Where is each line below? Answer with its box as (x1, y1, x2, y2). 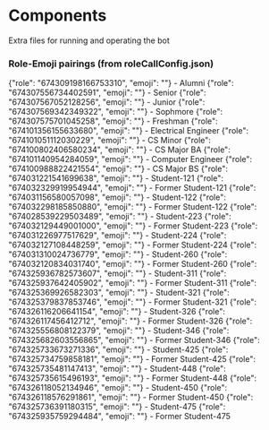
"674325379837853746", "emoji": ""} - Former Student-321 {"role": (8, 297, 256, 307)
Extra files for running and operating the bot (8, 35, 171, 46)
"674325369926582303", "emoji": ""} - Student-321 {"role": (8, 288, 230, 298)
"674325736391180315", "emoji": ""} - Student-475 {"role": (8, 401, 226, 412)
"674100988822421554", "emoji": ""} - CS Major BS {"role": (8, 163, 229, 175)
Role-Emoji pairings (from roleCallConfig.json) (8, 57, 214, 70)
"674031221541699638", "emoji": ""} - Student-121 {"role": (8, 173, 224, 184)
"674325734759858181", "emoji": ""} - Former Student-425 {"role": (8, 354, 256, 365)
